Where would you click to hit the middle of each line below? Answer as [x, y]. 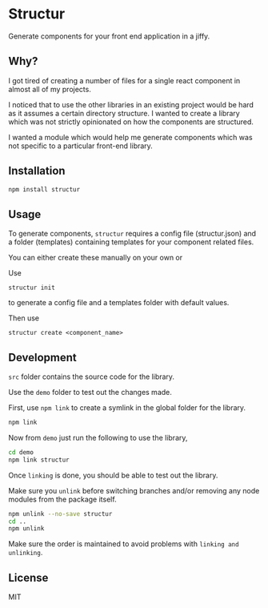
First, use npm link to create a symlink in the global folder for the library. [127, 408]
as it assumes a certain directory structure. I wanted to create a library [124, 113]
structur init [32, 288]
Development [43, 357]
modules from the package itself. [63, 499]
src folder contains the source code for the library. [91, 376]
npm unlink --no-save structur [60, 513]
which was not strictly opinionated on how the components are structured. [131, 122]
